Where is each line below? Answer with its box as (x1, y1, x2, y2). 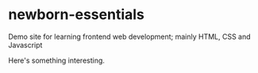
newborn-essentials (8, 6, 145, 24)
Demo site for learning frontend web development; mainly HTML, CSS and (8, 32, 252, 41)
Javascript (8, 40, 43, 49)
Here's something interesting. (8, 56, 106, 65)
